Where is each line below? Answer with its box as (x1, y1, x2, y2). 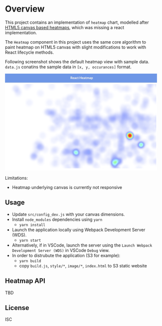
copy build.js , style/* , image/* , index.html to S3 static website (19, 263, 147, 268)
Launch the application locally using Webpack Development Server (12, 227, 146, 233)
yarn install (19, 222, 46, 227)
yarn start (19, 238, 41, 243)
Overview (5, 3, 45, 15)
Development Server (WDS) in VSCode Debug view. (12, 247, 110, 253)
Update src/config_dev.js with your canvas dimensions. (12, 211, 125, 217)
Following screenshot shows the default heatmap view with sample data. (5, 59, 149, 64)
